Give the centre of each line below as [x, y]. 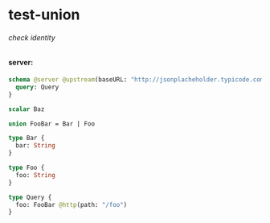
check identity [32, 37]
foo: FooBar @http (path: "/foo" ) [72, 204]
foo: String [36, 175]
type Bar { [27, 138]
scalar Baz [27, 109]
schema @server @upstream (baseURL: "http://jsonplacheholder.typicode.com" [138, 80]
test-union [44, 15]
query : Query [37, 87]
